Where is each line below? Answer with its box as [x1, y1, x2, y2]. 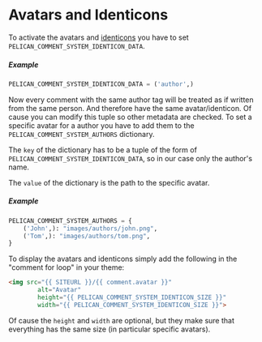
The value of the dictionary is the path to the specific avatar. [8, 177, 210, 187]
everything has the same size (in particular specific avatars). [8, 324, 211, 334]
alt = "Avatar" [37, 286, 82, 294]
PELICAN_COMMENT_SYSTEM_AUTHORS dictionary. [8, 129, 155, 139]
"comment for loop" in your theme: [8, 263, 125, 272]
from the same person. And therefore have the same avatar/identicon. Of [8, 103, 252, 113]
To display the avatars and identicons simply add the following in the [8, 254, 238, 264]
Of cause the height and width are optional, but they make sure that [8, 315, 235, 325]
